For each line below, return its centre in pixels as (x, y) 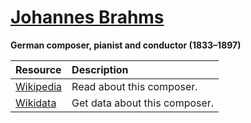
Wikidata (36, 103)
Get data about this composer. (143, 103)
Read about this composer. (134, 86)
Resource (38, 69)
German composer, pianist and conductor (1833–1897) (126, 45)
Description (100, 69)
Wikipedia (39, 86)
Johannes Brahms (87, 17)
